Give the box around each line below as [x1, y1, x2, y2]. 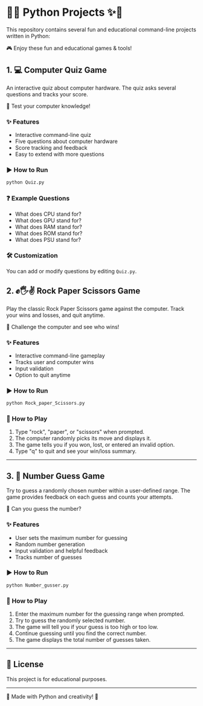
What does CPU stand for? [14, 210, 82, 218]
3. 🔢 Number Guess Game [6, 471, 105, 481]
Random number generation [14, 541, 85, 548]
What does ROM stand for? [14, 230, 83, 237]
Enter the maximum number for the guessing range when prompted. [14, 610, 185, 618]
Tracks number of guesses [14, 553, 82, 561]
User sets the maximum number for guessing [14, 534, 128, 541]
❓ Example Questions [6, 194, 70, 202]
